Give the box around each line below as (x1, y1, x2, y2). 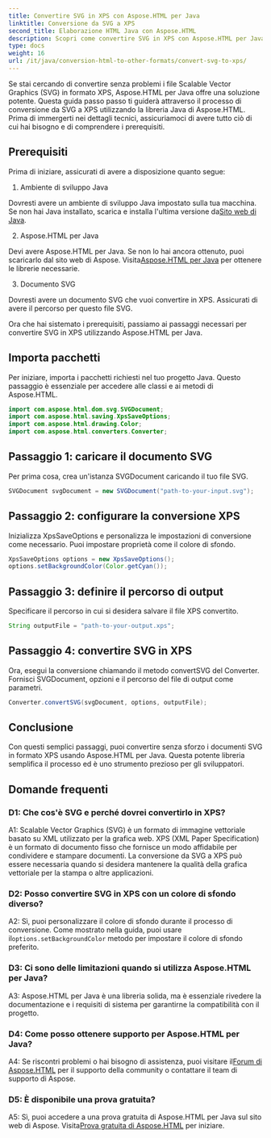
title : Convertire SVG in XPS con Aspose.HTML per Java (8, 11, 200, 20)
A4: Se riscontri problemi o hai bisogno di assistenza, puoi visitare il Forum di (8, 1056, 263, 1066)
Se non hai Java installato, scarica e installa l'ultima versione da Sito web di (8, 207, 256, 216)
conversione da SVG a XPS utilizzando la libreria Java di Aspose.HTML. (8, 104, 246, 114)
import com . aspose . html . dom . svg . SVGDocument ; (8, 405, 164, 413)
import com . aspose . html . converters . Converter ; (8, 428, 168, 436)
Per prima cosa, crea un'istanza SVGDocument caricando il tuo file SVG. (8, 471, 248, 481)
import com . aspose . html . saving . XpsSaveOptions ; (8, 412, 172, 420)
